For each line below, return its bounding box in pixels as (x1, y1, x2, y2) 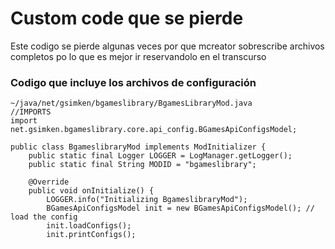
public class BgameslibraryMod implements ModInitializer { (10, 142, 267, 152)
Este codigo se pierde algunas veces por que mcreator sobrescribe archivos (10, 40, 325, 52)
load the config (10, 212, 78, 222)
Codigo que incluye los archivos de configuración (10, 75, 257, 89)
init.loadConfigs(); (46, 221, 132, 231)
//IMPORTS (10, 107, 52, 117)
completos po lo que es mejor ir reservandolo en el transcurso (10, 50, 267, 62)
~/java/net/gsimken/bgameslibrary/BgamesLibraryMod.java (10, 98, 253, 109)
